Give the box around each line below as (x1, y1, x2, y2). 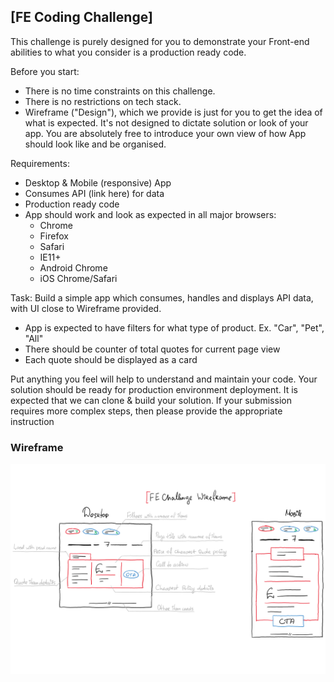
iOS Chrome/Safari (39, 272, 118, 284)
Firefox (39, 230, 69, 242)
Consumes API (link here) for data (24, 187, 165, 199)
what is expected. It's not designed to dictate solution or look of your (24, 116, 309, 129)
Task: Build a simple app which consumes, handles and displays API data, (10, 291, 314, 304)
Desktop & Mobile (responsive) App (24, 176, 172, 189)
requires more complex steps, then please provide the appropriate (10, 405, 283, 417)
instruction (10, 415, 55, 427)
